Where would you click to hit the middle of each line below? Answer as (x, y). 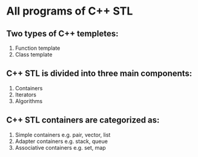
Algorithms (29, 101)
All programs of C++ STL (70, 11)
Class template (34, 55)
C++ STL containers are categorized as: (83, 120)
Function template (38, 48)
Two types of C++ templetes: (62, 34)
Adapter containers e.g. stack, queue (61, 141)
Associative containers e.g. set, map (60, 147)
